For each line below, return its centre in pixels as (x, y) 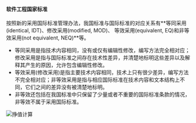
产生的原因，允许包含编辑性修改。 (66, 65)
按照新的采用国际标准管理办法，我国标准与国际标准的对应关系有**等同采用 (97, 23)
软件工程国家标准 (27, 9)
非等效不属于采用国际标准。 (48, 102)
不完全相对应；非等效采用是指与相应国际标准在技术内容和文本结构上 (97, 80)
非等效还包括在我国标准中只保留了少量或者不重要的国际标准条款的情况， (102, 95)
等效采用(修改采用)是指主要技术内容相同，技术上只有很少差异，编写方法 (102, 72)
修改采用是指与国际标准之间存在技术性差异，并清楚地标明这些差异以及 (100, 58)
